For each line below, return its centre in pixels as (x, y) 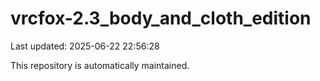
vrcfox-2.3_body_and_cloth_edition (161, 18)
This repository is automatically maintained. (100, 65)
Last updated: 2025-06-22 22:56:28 (85, 46)
